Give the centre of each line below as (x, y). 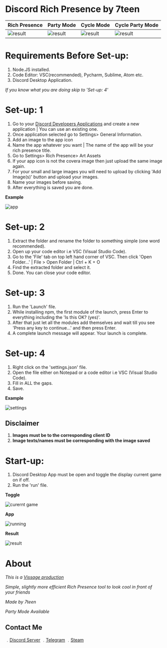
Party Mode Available (27, 612)
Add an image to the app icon (43, 140)
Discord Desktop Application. (42, 80)
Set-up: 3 (25, 293)
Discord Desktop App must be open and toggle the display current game (87, 475)
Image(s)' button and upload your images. (55, 177)
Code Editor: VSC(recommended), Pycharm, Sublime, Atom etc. (78, 75)
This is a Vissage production (34, 577)
